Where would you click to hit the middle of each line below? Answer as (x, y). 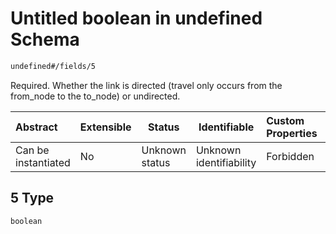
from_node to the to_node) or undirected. (95, 96)
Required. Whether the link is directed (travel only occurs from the (146, 85)
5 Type (32, 198)
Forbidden (290, 156)
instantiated (43, 162)
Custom (285, 120)
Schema (45, 39)
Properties (292, 133)
